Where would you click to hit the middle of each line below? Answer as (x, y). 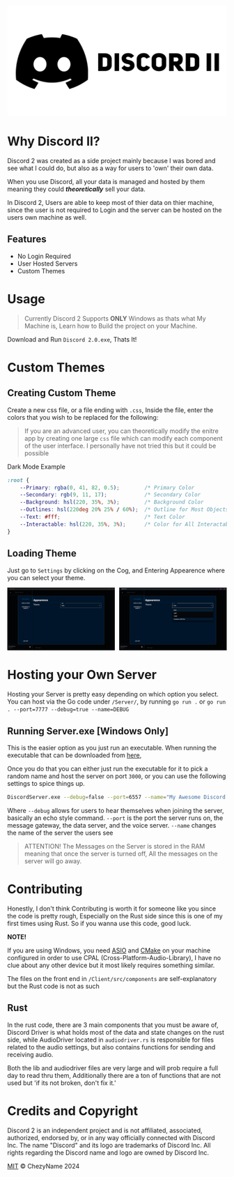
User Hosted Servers (47, 264)
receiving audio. (30, 1054)
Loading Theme (42, 553)
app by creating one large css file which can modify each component (123, 438)
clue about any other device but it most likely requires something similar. (111, 965)
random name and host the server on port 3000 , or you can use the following (117, 776)
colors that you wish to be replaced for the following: (83, 417)
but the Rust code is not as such (53, 986)
